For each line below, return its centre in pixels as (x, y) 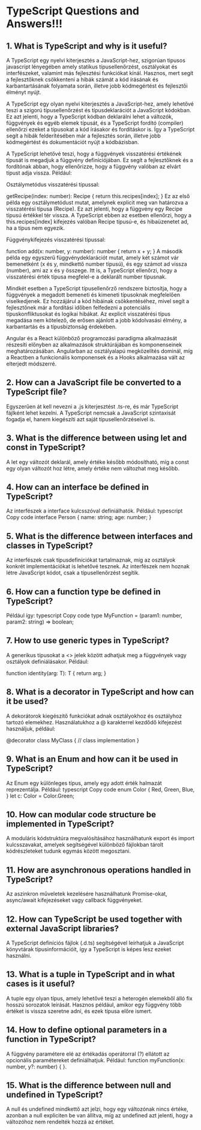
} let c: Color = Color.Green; (40, 796)
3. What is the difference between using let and (97, 438)
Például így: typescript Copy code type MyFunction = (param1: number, (94, 616)
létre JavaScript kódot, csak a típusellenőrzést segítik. (73, 573)
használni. (19, 955)
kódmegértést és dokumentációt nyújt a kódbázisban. (73, 142)
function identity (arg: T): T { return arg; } (56, 673)
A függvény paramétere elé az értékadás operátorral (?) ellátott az (88, 1054)
